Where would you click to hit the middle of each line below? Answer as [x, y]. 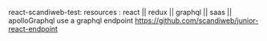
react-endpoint [33, 29]
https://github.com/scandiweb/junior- [197, 20]
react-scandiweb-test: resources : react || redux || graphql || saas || [120, 12]
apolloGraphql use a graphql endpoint [71, 20]
